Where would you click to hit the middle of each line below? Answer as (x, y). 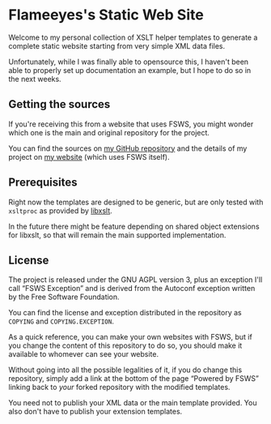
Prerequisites (43, 183)
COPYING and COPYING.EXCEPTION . (61, 321)
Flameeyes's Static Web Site (106, 15)
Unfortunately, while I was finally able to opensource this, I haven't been (129, 62)
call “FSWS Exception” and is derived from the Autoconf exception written (132, 289)
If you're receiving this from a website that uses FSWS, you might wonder (131, 124)
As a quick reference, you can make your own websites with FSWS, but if (130, 337)
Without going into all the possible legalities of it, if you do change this (125, 370)
